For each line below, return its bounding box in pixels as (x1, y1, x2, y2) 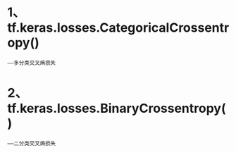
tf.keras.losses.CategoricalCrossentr (7, 20, 230, 36)
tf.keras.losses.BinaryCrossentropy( (7, 101, 226, 116)
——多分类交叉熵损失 (7, 59, 56, 66)
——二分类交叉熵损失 (7, 140, 56, 147)
